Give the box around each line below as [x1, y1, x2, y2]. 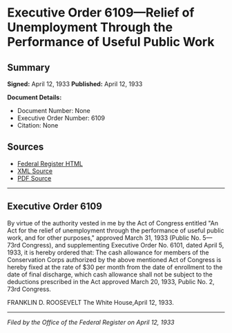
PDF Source [17, 174, 52, 182]
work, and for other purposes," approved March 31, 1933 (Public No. [7, 233, 202, 242]
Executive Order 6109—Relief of [7, 5, 195, 21]
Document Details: [7, 93, 62, 101]
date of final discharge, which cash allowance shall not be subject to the [7, 270, 213, 279]
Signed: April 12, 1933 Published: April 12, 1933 [7, 80, 143, 88]
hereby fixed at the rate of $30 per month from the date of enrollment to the [7, 263, 223, 271]
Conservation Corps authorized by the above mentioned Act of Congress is [7, 255, 222, 263]
